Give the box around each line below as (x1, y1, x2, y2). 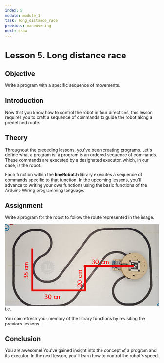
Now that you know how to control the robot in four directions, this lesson (5, 109, 153, 115)
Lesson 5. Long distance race (5, 50, 126, 61)
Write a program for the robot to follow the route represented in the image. (5, 214, 155, 220)
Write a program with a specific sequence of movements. (5, 82, 121, 88)
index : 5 (5, 8, 23, 13)
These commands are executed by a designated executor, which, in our (5, 157, 149, 163)
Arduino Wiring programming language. (5, 187, 84, 193)
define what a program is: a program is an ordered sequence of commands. (5, 152, 158, 158)
